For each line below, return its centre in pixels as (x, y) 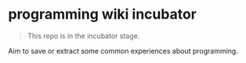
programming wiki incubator (103, 14)
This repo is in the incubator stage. (83, 36)
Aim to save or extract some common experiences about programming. (123, 51)
